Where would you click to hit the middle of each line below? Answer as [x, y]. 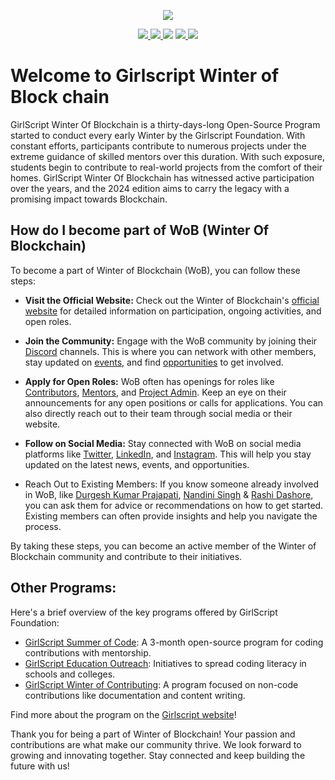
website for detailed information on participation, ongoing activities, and [173, 311]
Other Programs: [63, 588]
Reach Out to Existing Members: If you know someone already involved [171, 484]
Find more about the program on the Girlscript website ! [123, 714]
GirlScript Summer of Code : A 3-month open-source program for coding [174, 642]
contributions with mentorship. [88, 652]
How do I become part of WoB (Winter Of [140, 230]
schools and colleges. [70, 674]
